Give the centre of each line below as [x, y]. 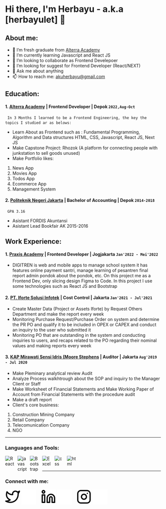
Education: [22, 94]
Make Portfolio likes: [33, 158]
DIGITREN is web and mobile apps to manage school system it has [80, 265]
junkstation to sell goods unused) [46, 153]
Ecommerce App [29, 184]
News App [23, 168]
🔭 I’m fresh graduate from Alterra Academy [56, 50]
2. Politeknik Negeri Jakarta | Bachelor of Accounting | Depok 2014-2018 [80, 200]
